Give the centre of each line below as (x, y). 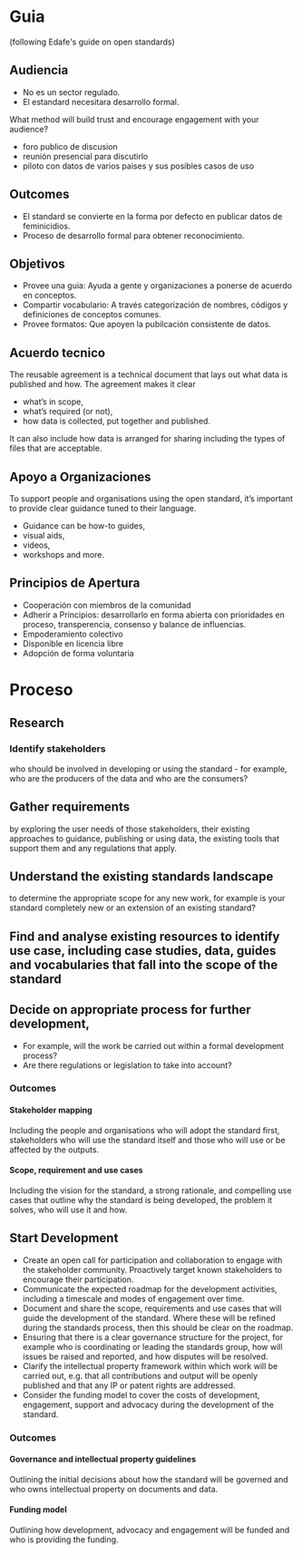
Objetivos (37, 263)
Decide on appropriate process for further (130, 1010)
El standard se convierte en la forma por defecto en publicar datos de (152, 216)
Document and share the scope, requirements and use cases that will (152, 1308)
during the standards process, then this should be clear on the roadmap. (158, 1327)
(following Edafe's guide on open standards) (92, 42)
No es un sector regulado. (71, 92)
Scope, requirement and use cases (76, 1170)
